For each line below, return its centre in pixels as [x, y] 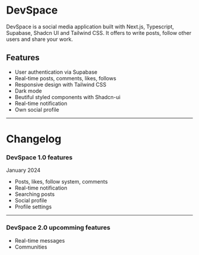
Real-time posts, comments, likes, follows [65, 78]
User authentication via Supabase [56, 72]
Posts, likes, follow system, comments [61, 182]
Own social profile [37, 109]
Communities [31, 247]
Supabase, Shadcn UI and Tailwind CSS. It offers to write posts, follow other [99, 32]
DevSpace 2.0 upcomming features [58, 228]
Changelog [34, 139]
